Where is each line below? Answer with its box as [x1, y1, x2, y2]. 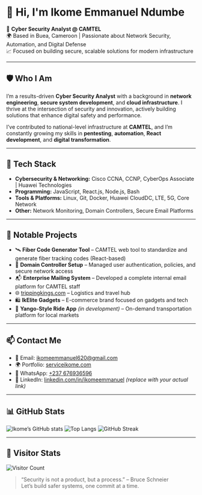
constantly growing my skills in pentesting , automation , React [6, 129, 162, 137]
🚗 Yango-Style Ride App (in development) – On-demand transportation [14, 305, 192, 312]
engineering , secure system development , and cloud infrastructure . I [6, 99, 183, 106]
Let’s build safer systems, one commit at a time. [20, 482, 139, 489]
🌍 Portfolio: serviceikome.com [14, 361, 91, 368]
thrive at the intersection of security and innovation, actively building [6, 105, 176, 112]
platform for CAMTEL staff [14, 283, 81, 290]
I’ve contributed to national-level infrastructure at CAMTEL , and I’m [6, 123, 173, 130]
